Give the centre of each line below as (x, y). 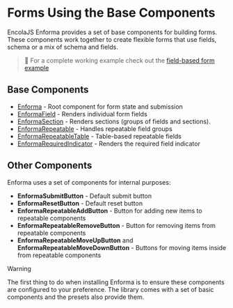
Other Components (50, 165)
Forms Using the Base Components (111, 13)
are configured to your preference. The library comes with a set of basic (111, 289)
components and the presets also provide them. (76, 297)
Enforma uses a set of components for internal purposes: (89, 182)
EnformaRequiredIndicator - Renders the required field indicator (109, 144)
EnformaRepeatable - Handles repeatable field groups (95, 129)
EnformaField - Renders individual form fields (82, 114)
